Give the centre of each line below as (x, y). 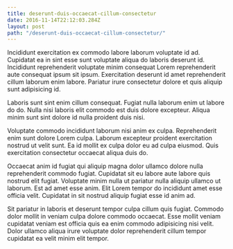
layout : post (26, 26)
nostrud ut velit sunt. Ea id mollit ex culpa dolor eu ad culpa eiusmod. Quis (113, 145)
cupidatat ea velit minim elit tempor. (58, 239)
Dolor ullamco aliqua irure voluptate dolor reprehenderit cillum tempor (107, 231)
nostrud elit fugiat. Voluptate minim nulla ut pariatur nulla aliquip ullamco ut (114, 181)
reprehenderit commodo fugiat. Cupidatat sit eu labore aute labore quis (109, 174)
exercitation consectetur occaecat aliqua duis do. (78, 153)
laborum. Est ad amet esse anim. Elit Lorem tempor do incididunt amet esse (115, 188)
